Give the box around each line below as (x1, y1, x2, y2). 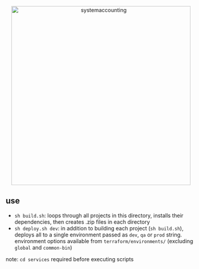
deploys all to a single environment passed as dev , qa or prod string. (14, 231, 182, 238)
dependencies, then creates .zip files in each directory (14, 218, 150, 226)
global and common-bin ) (14, 244, 73, 251)
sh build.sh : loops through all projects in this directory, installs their (14, 212, 184, 219)
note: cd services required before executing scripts (5, 255, 134, 262)
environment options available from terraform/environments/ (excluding (14, 237, 194, 244)
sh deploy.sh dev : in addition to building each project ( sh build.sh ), (14, 224, 184, 232)
